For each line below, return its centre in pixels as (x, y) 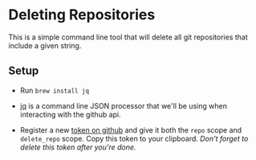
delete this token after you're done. (78, 147)
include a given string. (45, 45)
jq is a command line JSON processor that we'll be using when (123, 105)
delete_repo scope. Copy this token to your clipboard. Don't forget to (134, 138)
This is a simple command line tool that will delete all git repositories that (128, 37)
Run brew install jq (55, 90)
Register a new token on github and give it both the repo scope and (131, 129)
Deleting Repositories (82, 15)
